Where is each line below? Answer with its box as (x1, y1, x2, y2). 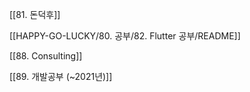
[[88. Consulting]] (9, 50, 83, 62)
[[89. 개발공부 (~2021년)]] (9, 71, 113, 82)
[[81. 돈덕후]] (9, 9, 61, 20)
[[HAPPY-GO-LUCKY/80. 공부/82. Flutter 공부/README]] (9, 30, 241, 42)
